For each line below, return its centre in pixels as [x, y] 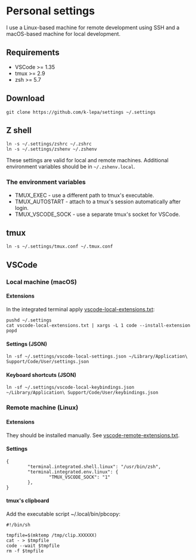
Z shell [19, 130]
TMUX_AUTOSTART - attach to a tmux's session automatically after [98, 202]
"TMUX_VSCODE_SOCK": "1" [80, 477]
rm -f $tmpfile [25, 551]
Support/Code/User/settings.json [48, 362]
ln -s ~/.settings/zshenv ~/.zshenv [52, 149]
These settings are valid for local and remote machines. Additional [87, 160]
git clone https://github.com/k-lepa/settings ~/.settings [81, 112]
